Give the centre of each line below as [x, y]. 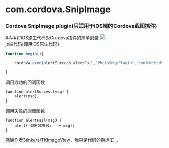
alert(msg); [27, 96]
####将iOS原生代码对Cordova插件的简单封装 [52, 38]
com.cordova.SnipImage [58, 9]
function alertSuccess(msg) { [37, 92]
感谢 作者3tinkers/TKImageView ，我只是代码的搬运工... [62, 140]
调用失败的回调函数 [25, 111]
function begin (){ [24, 54]
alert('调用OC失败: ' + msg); [44, 126]
